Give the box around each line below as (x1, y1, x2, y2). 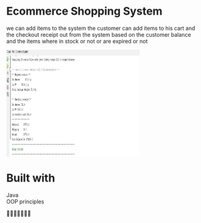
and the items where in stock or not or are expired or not (6, 37, 148, 45)
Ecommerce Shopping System (6, 4, 163, 18)
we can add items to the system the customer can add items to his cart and (6, 24, 196, 32)
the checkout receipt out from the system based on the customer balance (6, 31, 191, 38)
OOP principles (6, 197, 44, 205)
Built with (6, 171, 55, 185)
